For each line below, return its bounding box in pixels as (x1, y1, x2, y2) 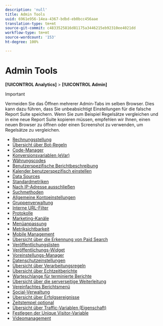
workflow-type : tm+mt (5, 30, 50, 35)
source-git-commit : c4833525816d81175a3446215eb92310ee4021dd (5, 26, 136, 31)
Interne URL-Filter (12, 205, 49, 211)
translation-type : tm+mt (5, 21, 56, 26)
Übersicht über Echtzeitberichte (12, 268, 78, 274)
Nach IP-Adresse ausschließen (12, 184, 75, 189)
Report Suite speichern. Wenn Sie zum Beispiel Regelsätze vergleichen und (5, 111, 159, 117)
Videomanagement (12, 315, 51, 321)
